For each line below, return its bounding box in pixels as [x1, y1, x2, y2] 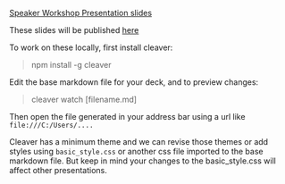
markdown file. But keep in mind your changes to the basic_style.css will [9, 155, 277, 166]
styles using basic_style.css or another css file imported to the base [9, 146, 264, 156]
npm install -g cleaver [30, 60, 112, 70]
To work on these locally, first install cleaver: [9, 42, 173, 53]
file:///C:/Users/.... [9, 121, 94, 130]
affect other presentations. [9, 165, 107, 175]
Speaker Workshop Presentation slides [9, 8, 153, 18]
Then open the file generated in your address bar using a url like [9, 112, 246, 121]
